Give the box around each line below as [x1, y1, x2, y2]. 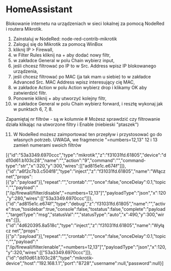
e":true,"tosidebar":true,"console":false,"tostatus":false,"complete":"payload [6, 206, 166, 212]
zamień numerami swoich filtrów [13, 142, 82, 148]
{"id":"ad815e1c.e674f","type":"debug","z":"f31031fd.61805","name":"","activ [6, 200, 166, 207]
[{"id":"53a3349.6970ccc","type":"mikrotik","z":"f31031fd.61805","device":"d [6, 152, 166, 158]
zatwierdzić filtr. [13, 90, 47, 96]
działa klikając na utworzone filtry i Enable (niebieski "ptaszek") [6, 121, 139, 127]
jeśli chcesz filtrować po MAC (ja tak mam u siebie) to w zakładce [13, 73, 151, 79]
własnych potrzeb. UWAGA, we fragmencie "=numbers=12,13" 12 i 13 [13, 137, 158, 143]
